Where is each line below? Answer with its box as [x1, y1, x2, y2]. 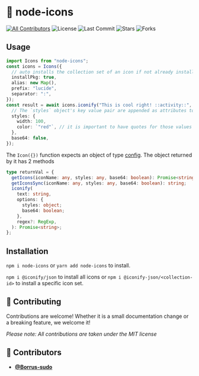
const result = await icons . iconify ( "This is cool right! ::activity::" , [6, 102, 192, 108]
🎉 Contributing [6, 297, 62, 307]
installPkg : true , [11, 74, 57, 81]
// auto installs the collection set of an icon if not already [11, 69, 174, 75]
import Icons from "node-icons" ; [6, 58, 89, 64]
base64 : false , [11, 135, 49, 141]
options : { [17, 197, 44, 203]
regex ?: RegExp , [17, 219, 57, 225]
